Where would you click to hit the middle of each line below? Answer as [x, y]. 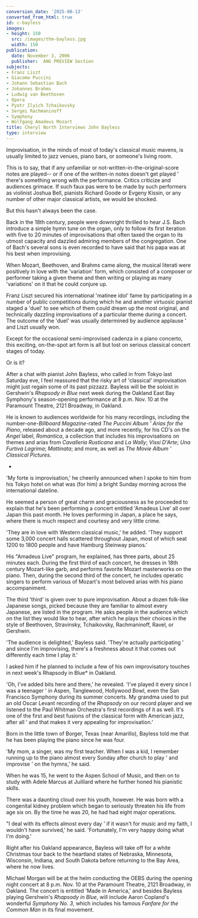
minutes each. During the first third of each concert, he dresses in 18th [92, 562]
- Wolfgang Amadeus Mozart [39, 122]
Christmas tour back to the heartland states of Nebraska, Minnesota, [90, 854]
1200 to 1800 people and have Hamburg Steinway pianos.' [77, 545]
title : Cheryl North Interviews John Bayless [63, 128]
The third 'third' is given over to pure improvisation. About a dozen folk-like [97, 599]
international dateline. [33, 490]
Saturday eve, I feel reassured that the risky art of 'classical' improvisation [96, 380]
